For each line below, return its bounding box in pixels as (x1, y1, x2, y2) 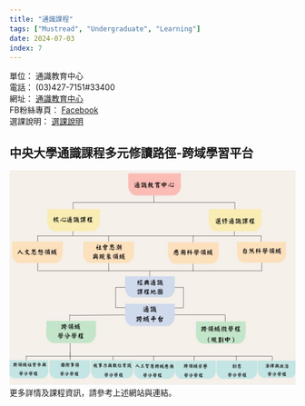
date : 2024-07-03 (9, 34, 75, 43)
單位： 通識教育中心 (9, 71, 84, 82)
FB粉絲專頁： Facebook (9, 104, 99, 115)
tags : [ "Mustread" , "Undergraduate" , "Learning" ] (9, 24, 202, 34)
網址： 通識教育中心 (9, 94, 84, 104)
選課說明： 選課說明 (9, 116, 84, 127)
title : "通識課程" (9, 15, 74, 24)
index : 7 (9, 44, 43, 53)
